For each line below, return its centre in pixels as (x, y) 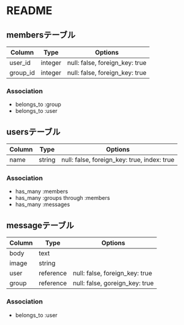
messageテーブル (40, 225)
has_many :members (42, 191)
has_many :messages (43, 205)
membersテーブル (41, 35)
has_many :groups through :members (63, 198)
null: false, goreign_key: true (113, 283)
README (29, 11)
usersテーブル (33, 132)
